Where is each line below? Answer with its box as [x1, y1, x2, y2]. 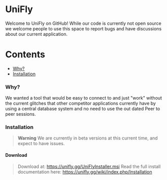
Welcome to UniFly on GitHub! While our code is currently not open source [5, 20, 161, 26]
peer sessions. [5, 111, 36, 117]
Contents [5, 49, 46, 60]
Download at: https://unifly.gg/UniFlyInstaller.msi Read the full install [17, 163, 161, 169]
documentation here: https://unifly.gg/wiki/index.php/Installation [17, 168, 152, 175]
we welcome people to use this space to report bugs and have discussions [5, 25, 162, 31]
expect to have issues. [17, 141, 65, 147]
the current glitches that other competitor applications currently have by [5, 100, 156, 107]
